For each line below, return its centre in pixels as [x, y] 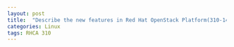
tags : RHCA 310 [29, 33]
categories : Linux [34, 26]
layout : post [26, 13]
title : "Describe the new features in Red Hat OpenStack [93, 20]
